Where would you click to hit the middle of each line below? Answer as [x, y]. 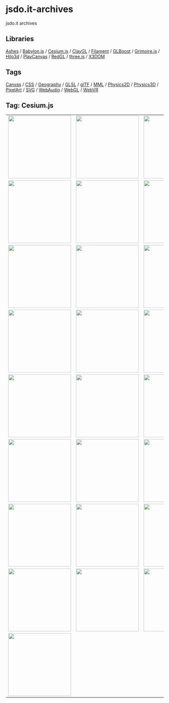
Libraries [20, 39]
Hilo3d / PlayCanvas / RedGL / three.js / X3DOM [55, 56]
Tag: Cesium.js [30, 105]
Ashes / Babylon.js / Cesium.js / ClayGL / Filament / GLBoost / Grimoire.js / [83, 51]
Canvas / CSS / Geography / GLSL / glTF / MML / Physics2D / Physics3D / [82, 84]
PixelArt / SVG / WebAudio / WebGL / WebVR [52, 89]
